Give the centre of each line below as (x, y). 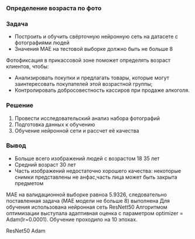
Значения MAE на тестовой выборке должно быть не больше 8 (94, 49)
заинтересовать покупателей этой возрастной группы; (83, 84)
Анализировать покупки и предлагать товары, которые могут (92, 78)
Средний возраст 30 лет (45, 164)
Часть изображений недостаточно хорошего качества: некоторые (98, 171)
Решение (20, 105)
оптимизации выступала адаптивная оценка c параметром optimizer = (95, 213)
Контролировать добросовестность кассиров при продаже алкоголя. (102, 90)
